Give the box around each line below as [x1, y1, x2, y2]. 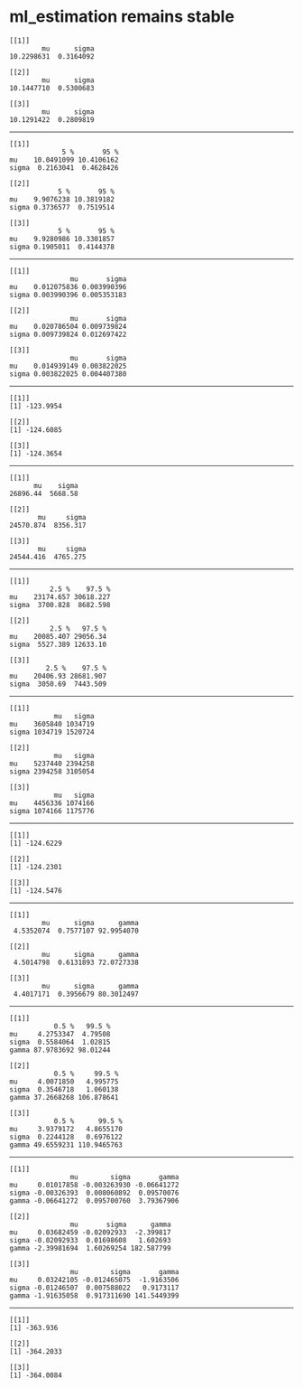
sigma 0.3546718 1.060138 [9, 1084, 119, 1094]
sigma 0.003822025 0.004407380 [9, 369, 127, 379]
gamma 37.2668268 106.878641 [9, 1093, 119, 1102]
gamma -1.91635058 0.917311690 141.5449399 [9, 1290, 179, 1300]
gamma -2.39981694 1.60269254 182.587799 [9, 1243, 171, 1252]
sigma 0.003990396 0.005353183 [9, 290, 127, 299]
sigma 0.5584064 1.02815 [9, 1037, 111, 1046]
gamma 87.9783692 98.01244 [9, 1046, 111, 1055]
